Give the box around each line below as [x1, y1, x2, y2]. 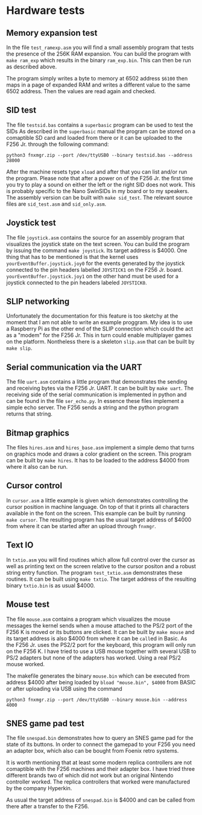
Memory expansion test [6, 28, 98, 38]
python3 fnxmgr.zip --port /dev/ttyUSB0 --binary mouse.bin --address [6, 696, 188, 702]
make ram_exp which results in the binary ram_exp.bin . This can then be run [6, 57, 192, 64]
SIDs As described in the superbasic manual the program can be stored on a [6, 128, 196, 135]
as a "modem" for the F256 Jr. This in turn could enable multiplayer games [6, 332, 192, 339]
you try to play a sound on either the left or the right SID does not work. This [6, 181, 196, 188]
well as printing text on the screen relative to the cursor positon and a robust [6, 562, 196, 569]
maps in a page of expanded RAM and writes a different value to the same [6, 81, 191, 88]
